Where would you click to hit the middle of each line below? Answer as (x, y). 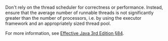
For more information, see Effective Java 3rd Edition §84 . (65, 33)
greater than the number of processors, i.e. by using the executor (73, 18)
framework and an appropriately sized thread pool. (58, 23)
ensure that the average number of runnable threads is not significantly (79, 13)
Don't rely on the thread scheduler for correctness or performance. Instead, (84, 7)
